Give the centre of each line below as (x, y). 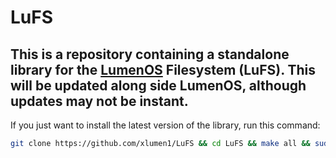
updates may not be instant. (99, 101)
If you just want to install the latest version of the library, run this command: (165, 125)
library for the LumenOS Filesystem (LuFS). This (163, 69)
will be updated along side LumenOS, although (158, 85)
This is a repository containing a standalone (150, 54)
